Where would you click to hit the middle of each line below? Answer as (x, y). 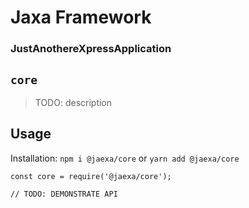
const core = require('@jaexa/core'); (91, 176)
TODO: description (73, 102)
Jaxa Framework (81, 17)
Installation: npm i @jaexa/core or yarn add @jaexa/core (125, 158)
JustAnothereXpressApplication (91, 49)
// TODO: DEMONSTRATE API (64, 194)
